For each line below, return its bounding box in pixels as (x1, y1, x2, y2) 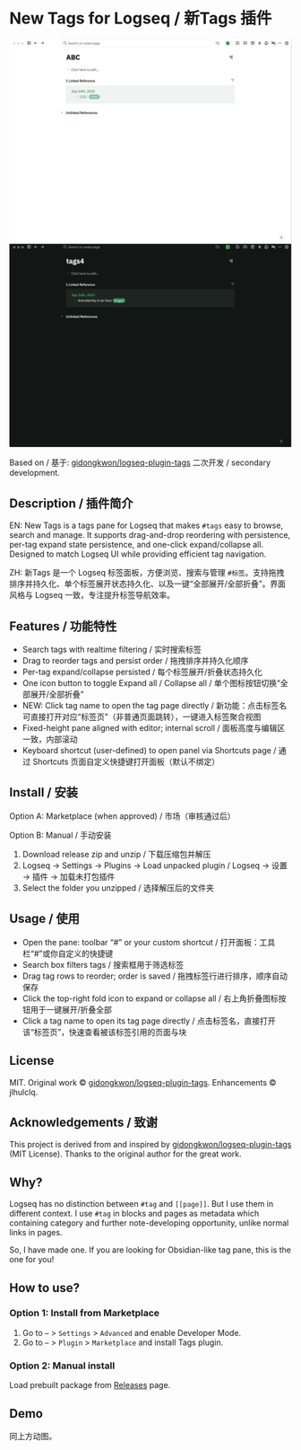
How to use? (9, 1280, 81, 1296)
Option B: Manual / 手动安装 (9, 830, 112, 840)
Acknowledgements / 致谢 (9, 1114, 159, 1129)
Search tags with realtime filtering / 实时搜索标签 (21, 644, 202, 655)
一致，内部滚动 (21, 734, 78, 745)
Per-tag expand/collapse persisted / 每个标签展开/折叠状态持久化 (21, 666, 262, 678)
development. (9, 468, 60, 479)
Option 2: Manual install (9, 1359, 116, 1372)
